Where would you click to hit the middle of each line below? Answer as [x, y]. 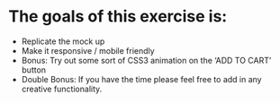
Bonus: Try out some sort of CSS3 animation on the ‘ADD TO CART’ [146, 60]
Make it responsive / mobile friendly [88, 50]
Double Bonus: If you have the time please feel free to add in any [141, 79]
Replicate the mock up [63, 41]
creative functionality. [62, 89]
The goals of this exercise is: [118, 17]
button [34, 70]
